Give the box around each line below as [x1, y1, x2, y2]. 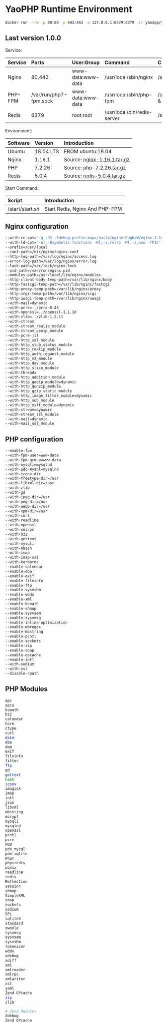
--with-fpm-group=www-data [5, 457, 61, 462]
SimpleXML [5, 893, 26, 898]
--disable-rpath [5, 671, 39, 676]
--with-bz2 [5, 532, 28, 537]
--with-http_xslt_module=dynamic [5, 402, 75, 407]
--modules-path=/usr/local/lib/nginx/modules [5, 273, 101, 278]
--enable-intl [5, 657, 35, 662]
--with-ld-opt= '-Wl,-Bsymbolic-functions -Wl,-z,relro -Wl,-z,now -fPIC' [5, 240, 162, 245]
